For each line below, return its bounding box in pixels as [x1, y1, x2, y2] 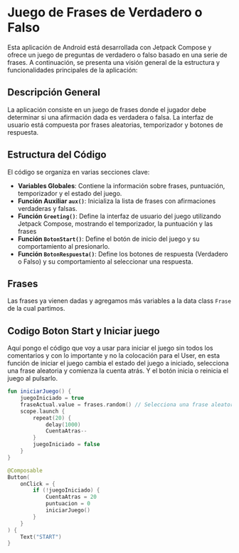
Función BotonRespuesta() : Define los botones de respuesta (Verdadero [17, 249, 228, 258]
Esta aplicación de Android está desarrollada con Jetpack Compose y [7, 43, 212, 51]
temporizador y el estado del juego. [17, 189, 122, 197]
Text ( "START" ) [20, 533, 62, 540]
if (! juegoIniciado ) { [33, 487, 100, 494]
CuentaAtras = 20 [45, 493, 97, 501]
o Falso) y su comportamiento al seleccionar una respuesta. [17, 257, 193, 266]
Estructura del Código [7, 149, 107, 161]
